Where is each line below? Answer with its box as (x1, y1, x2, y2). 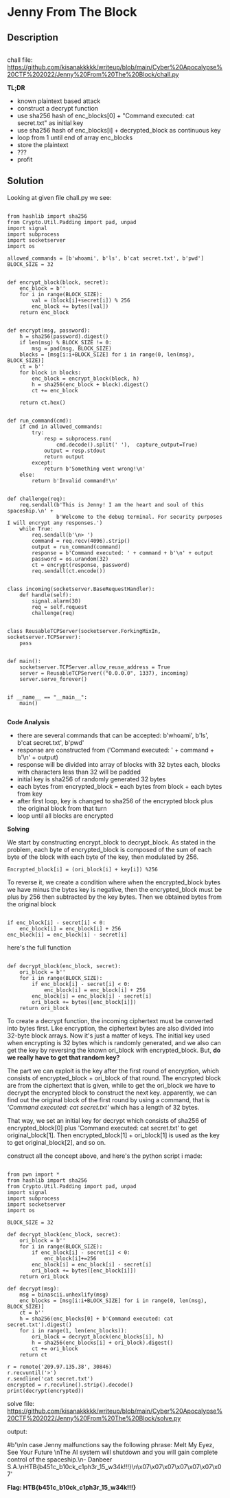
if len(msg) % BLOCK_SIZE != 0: (19, 339, 112, 346)
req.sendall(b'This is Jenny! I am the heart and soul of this (19, 501, 205, 508)
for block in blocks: (19, 369, 81, 376)
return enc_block (19, 309, 69, 316)
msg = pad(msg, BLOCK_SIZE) (32, 345, 112, 352)
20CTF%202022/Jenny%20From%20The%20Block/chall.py (7, 70, 180, 78)
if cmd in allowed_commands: (19, 423, 103, 430)
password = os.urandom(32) (32, 555, 109, 562)
